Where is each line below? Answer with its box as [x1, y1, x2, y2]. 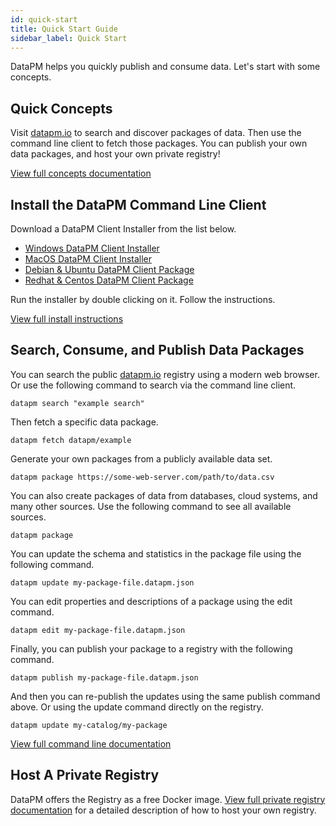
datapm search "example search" [10, 398, 145, 408]
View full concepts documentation [10, 167, 152, 180]
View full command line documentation [10, 737, 172, 750]
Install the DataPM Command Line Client [10, 196, 267, 213]
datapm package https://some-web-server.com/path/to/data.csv [10, 472, 275, 482]
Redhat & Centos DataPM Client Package [24, 274, 194, 286]
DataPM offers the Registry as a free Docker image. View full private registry [10, 793, 326, 805]
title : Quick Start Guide [10, 24, 118, 34]
